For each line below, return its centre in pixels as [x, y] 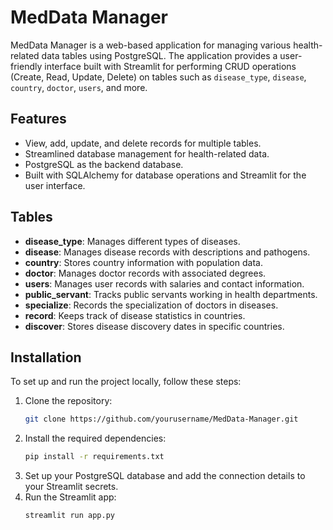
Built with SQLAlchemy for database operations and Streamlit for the [165, 175]
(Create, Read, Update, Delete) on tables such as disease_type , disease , [158, 77]
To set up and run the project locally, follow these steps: [126, 382]
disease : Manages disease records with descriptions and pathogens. [167, 252]
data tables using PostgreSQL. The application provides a [159, 55]
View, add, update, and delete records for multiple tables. [143, 143]
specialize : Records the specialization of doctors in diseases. [151, 305]
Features [38, 119]
